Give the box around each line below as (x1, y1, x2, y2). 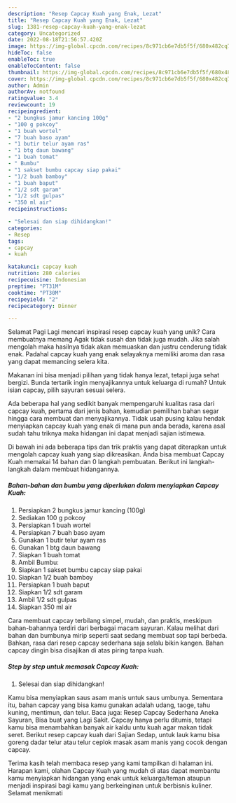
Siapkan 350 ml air (18, 603, 73, 611)
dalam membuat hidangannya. (32, 465, 120, 473)
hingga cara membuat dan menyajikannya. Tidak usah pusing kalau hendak (8, 414, 225, 423)
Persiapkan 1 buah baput (18, 580, 90, 589)
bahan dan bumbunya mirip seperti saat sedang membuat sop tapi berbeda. (8, 631, 228, 640)
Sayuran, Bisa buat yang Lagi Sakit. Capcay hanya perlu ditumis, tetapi (8, 715, 212, 725)
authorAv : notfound (8, 88, 65, 95)
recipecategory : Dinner (8, 302, 78, 309)
